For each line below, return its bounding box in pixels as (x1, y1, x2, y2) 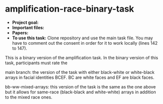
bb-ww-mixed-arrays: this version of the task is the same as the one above (5, 84, 156, 89)
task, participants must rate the (5, 60, 68, 66)
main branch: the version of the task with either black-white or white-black (5, 69, 155, 75)
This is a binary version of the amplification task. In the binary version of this (5, 54, 158, 60)
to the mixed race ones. (5, 94, 53, 100)
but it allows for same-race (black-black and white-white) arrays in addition (5, 89, 156, 95)
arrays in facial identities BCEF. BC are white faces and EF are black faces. (5, 74, 155, 80)
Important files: (12, 24, 45, 30)
